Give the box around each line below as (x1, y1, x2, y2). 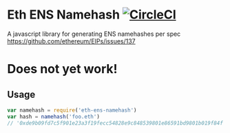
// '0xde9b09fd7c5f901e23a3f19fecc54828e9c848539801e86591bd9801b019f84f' (7, 119, 227, 127)
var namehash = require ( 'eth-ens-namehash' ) (7, 107, 137, 114)
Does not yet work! (7, 61, 118, 77)
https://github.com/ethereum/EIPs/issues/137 (7, 37, 136, 45)
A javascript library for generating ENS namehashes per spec (7, 30, 181, 38)
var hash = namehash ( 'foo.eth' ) (7, 113, 100, 120)
